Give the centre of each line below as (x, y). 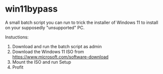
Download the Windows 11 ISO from (48, 52)
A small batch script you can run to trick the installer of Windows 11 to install (81, 22)
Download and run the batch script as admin (57, 46)
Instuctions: (17, 37)
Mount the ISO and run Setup (42, 62)
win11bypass (31, 9)
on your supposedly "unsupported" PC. (45, 27)
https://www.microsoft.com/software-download (60, 56)
